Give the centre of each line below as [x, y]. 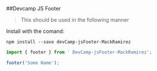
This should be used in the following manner [75, 20]
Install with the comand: [35, 31]
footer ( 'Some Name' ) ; [33, 63]
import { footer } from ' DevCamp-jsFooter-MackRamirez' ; [79, 52]
